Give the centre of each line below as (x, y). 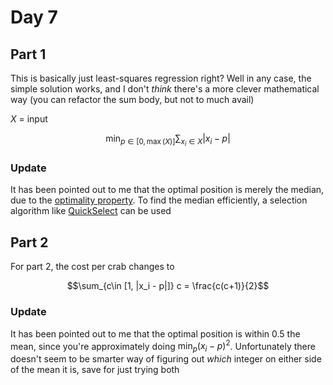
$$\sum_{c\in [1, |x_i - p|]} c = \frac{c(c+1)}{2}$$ (168, 286)
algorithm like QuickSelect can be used (91, 211)
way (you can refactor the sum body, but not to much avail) (132, 99)
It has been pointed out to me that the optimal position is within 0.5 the (155, 333)
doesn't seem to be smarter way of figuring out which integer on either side (166, 358)
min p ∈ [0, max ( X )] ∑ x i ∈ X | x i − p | (168, 140)
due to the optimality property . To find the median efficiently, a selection (159, 200)
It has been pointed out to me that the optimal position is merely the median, (167, 190)
